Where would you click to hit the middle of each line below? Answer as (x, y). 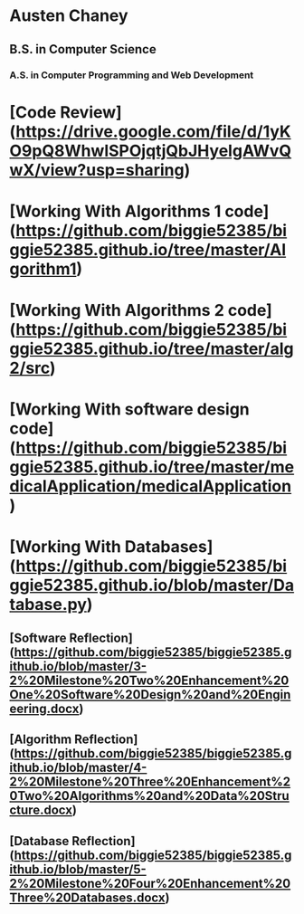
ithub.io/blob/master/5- (78, 869)
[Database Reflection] (72, 841)
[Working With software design (130, 409)
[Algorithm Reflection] (74, 740)
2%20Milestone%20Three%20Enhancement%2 (150, 782)
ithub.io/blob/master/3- (78, 666)
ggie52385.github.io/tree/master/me (152, 467)
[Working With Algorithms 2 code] (141, 311)
